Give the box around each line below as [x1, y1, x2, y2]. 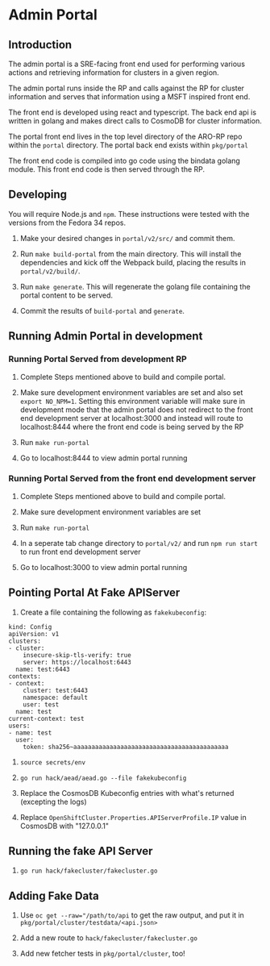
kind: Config [8, 622, 52, 631]
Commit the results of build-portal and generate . [19, 306, 185, 315]
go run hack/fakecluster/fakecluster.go [19, 867, 158, 876]
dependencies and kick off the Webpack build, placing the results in [19, 257, 246, 267]
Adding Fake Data [8, 889, 99, 902]
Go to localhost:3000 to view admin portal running [19, 562, 188, 572]
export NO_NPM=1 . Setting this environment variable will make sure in [19, 396, 246, 406]
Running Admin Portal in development [8, 329, 203, 344]
